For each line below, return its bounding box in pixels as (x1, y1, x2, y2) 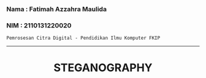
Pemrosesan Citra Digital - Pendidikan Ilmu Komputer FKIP (6, 35, 161, 41)
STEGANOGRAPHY (53, 61, 153, 75)
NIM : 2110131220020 (6, 21, 72, 29)
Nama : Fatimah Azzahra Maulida (6, 5, 107, 13)
